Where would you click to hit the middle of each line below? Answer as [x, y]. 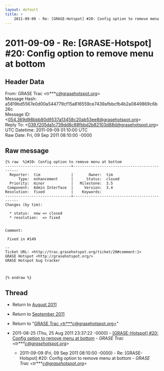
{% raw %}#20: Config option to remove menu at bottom [63, 162]
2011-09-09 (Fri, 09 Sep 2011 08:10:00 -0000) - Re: [71, 353]
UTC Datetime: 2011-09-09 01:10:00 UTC [46, 130]
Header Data [25, 82]
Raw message [27, 151]
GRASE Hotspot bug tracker [33, 261]
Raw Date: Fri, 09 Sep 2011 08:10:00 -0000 [49, 135]
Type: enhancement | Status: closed [69, 179]
